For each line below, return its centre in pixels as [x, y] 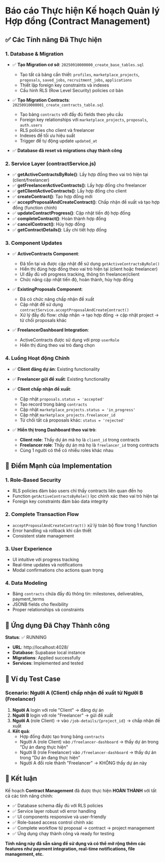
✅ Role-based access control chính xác [53, 822]
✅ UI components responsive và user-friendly [59, 817]
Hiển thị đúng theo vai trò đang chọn [57, 345]
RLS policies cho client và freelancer [57, 130]
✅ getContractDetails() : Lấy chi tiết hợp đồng [59, 230]
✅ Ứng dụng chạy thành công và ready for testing [63, 833]
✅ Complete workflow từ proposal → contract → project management [83, 828]
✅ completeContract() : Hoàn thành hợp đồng [59, 218]
